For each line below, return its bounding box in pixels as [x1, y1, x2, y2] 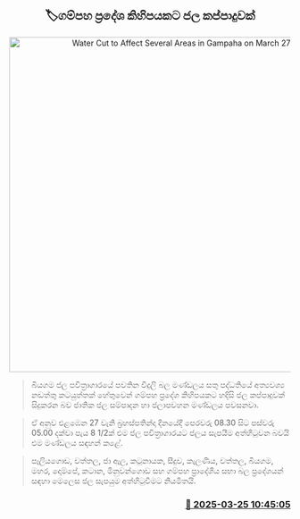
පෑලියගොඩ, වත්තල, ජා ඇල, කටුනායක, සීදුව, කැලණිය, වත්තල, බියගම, [30, 455, 274, 465]
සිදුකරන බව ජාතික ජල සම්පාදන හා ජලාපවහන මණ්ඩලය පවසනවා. [30, 399, 259, 410]
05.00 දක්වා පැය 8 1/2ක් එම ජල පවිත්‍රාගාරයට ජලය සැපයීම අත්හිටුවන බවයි [30, 427, 290, 438]
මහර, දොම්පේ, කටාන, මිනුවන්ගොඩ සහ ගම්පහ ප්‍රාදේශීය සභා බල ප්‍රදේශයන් [30, 465, 284, 476]
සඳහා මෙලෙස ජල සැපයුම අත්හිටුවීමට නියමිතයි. [30, 475, 196, 486]
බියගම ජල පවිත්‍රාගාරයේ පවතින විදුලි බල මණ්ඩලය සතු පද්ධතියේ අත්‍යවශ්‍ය [30, 379, 286, 389]
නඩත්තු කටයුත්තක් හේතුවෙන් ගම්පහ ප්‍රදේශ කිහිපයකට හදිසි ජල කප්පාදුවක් [30, 389, 286, 400]
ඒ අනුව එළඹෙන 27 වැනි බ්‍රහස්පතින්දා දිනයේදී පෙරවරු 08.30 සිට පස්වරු [30, 417, 275, 428]
